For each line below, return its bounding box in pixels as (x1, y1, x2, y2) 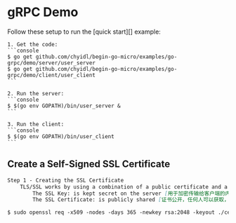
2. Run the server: (7, 90, 65, 97)
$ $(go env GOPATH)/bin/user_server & (7, 102, 121, 109)
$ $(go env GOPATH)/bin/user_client (7, 133, 114, 140)
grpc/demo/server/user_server (7, 59, 96, 67)
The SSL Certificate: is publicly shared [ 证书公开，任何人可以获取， (32, 196, 230, 203)
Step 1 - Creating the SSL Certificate (7, 177, 124, 184)
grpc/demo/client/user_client (7, 72, 96, 79)
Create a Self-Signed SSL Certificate (7, 158, 171, 170)
